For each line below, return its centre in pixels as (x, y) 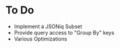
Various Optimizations (40, 39)
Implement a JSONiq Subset (48, 26)
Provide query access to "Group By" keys (64, 32)
